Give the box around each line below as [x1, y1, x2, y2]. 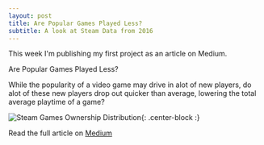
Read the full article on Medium [8, 128, 113, 138]
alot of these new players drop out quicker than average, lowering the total [8, 89, 257, 98]
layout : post [8, 11, 52, 20]
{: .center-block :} [140, 113, 200, 122]
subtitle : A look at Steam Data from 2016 [8, 27, 153, 35]
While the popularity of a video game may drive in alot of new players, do [8, 80, 252, 89]
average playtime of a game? [8, 97, 105, 107]
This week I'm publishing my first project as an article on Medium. [8, 49, 228, 59]
